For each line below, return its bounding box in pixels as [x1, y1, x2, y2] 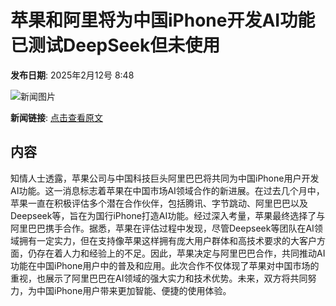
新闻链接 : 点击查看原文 [10, 111, 103, 123]
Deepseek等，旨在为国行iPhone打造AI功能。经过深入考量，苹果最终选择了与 [10, 209, 326, 221]
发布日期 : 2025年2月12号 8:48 [10, 69, 135, 81]
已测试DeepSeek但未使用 [10, 34, 221, 57]
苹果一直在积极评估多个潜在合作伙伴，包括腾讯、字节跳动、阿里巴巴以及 [10, 197, 308, 209]
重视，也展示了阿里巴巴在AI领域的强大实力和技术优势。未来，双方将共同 [10, 272, 308, 284]
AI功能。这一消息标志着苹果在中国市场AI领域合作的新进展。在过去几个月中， [10, 184, 325, 196]
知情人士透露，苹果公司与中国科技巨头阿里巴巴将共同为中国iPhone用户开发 [10, 172, 320, 184]
